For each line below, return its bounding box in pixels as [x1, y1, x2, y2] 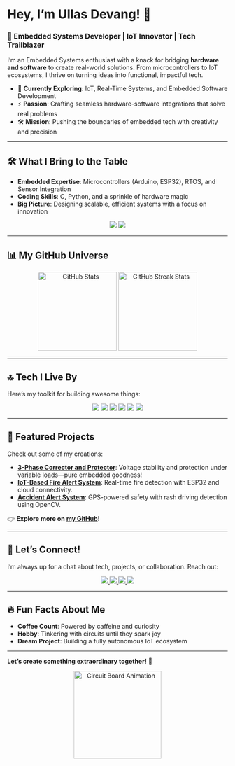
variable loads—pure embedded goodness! [17, 471, 143, 479]
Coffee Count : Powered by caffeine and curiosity [17, 622, 159, 631]
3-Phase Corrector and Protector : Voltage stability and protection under [17, 463, 227, 471]
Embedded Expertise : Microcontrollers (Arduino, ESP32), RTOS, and [17, 178, 216, 186]
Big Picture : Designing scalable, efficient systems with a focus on [17, 200, 207, 209]
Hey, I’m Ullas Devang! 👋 [7, 6, 152, 22]
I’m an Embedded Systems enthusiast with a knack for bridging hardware [7, 56, 219, 64]
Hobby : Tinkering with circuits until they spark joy [17, 629, 161, 638]
